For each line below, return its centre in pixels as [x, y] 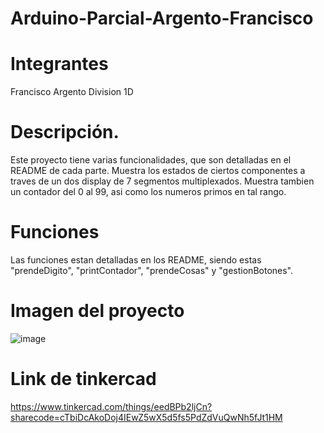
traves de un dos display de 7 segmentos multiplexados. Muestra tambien [162, 181]
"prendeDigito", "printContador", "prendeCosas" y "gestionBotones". [152, 270]
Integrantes [59, 64]
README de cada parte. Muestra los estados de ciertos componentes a [158, 171]
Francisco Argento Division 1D [72, 92]
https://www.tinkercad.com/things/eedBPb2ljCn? [111, 406]
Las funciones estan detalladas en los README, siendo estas [136, 260]
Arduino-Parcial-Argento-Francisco [162, 18]
